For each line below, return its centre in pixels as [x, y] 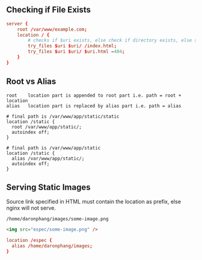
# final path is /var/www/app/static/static [63, 116]
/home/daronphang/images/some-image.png [58, 219]
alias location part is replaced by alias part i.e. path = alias [94, 106]
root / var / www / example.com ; [52, 29]
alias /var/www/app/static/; [48, 159]
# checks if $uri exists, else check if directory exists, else [110, 41]
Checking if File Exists [49, 10]
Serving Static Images [48, 188]
